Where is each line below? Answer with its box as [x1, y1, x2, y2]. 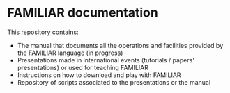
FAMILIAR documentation [7, 5, 158, 21]
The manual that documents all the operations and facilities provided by [17, 41, 224, 49]
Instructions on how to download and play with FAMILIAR [17, 71, 181, 79]
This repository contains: [7, 28, 79, 36]
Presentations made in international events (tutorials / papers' [17, 56, 195, 64]
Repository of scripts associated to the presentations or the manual [17, 78, 211, 86]
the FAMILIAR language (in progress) [17, 49, 123, 57]
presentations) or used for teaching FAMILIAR [17, 63, 148, 71]
